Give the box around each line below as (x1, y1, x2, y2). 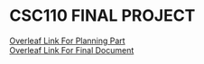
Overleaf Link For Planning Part (9, 35, 125, 46)
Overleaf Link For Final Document (9, 44, 134, 55)
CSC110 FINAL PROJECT (9, 5, 196, 26)
